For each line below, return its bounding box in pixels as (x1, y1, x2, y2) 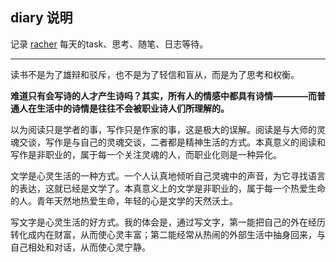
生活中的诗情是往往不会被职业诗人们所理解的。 (36, 102, 230, 114)
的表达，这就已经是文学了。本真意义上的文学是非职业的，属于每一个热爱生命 (10, 182, 326, 194)
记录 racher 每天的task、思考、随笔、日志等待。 (10, 38, 209, 50)
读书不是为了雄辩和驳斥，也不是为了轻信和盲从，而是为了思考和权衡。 (10, 68, 300, 80)
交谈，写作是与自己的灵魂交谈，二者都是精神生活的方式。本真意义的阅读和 (18, 136, 326, 148)
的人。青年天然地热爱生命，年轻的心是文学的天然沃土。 (10, 194, 238, 207)
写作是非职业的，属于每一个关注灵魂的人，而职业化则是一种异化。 (10, 148, 282, 160)
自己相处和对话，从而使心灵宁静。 (10, 241, 151, 253)
